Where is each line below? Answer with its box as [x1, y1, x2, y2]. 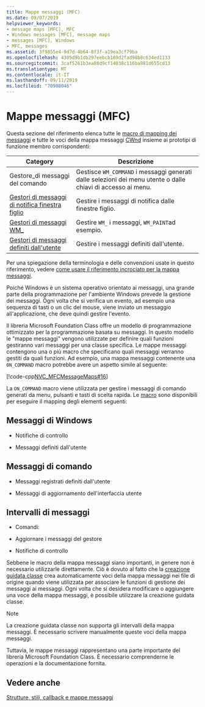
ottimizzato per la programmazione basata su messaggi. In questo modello [6, 328, 194, 336]
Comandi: [15, 523, 40, 531]
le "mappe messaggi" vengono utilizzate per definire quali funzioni [6, 335, 174, 342]
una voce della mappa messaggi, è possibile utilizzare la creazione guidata [6, 592, 195, 599]
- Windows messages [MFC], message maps [6, 32, 111, 38]
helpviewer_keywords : [6, 20, 62, 26]
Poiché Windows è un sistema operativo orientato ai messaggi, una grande [6, 284, 195, 291]
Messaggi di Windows [6, 415, 93, 426]
